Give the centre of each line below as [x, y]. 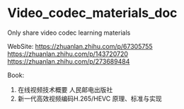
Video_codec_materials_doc [92, 13]
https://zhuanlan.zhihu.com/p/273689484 [69, 61]
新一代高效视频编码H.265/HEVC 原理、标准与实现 [90, 98]
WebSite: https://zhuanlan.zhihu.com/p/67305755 [80, 46]
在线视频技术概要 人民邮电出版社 [65, 89]
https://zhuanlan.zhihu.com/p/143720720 [68, 54]
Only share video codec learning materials [69, 33]
